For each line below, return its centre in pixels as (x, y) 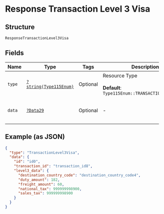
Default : (112, 88)
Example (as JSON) (35, 137)
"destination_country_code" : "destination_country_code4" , (79, 175)
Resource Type (120, 76)
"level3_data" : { (31, 171)
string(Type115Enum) (50, 87)
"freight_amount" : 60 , (41, 184)
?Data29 (35, 110)
